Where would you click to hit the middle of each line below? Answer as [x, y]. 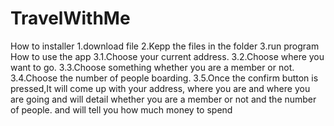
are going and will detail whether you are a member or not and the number [163, 99]
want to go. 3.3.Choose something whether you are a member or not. [152, 67]
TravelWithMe [70, 18]
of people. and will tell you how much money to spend [121, 109]
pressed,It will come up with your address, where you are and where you [160, 88]
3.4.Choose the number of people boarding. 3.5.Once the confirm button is [164, 78]
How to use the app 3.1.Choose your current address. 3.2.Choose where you [167, 56]
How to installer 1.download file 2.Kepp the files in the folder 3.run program [165, 46]
